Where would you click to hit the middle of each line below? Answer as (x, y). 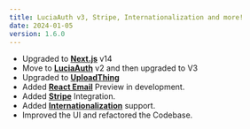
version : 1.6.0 (37, 34)
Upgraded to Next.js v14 (67, 59)
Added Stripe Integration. (69, 96)
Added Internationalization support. (89, 106)
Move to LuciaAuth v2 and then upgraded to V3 (109, 68)
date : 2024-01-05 (41, 26)
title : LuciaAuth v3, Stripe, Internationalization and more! (126, 17)
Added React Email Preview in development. (103, 87)
